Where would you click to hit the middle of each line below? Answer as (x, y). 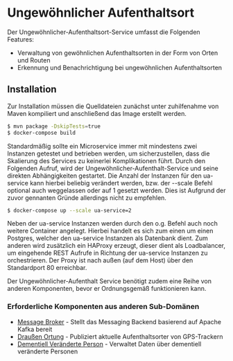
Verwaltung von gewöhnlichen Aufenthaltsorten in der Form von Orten (118, 53)
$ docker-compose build (42, 133)
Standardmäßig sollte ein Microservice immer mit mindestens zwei (102, 146)
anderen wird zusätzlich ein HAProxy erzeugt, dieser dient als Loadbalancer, (116, 246)
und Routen (34, 60)
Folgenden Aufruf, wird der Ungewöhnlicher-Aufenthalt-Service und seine (113, 168)
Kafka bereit (35, 329)
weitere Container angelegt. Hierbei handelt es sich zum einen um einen (110, 231)
